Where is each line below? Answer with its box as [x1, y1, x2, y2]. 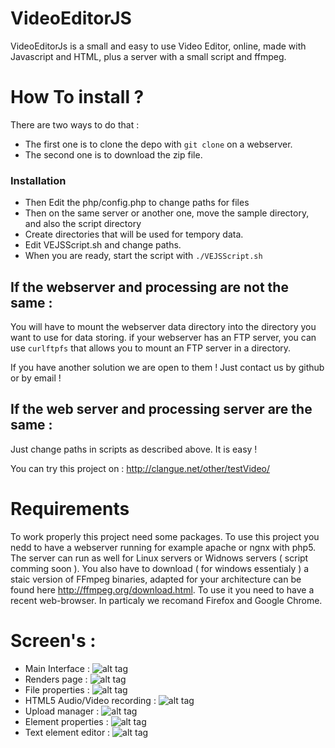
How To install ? [10, 86, 145, 109]
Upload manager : [24, 705, 100, 717]
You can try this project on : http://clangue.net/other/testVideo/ [10, 462, 271, 474]
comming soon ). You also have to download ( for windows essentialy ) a [10, 562, 310, 574]
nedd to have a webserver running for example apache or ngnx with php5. [10, 541, 317, 553]
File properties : [24, 683, 90, 696]
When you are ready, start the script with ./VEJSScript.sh [24, 250, 263, 262]
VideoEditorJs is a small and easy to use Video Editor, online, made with [10, 40, 307, 52]
